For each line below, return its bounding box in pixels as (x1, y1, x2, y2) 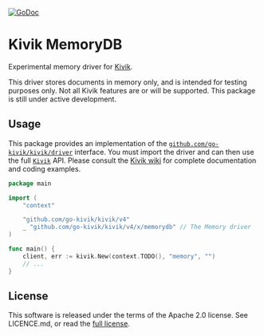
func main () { (8, 245, 56, 253)
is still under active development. (8, 94, 117, 104)
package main (8, 180, 52, 188)
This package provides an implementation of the (8, 138, 167, 148)
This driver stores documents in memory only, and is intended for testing (8, 77, 247, 87)
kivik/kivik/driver (8, 148, 73, 156)
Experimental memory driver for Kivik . (8, 61, 133, 71)
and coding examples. (8, 164, 81, 173)
